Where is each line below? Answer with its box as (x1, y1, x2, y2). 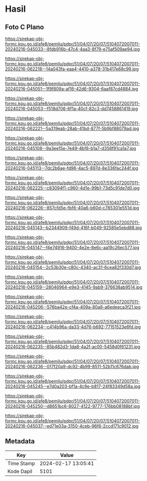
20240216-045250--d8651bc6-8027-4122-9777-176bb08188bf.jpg (5, 403, 140, 409)
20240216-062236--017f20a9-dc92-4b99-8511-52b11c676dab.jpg (5, 364, 139, 369)
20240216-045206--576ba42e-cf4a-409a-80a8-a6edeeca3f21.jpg (5, 304, 141, 310)
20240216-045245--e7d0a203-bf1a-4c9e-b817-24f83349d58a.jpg (5, 383, 141, 389)
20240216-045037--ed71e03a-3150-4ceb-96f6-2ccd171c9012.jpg (5, 423, 139, 429)
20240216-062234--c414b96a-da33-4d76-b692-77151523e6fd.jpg (5, 324, 141, 330)
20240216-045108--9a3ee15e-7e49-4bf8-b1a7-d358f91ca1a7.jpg (5, 146, 136, 151)
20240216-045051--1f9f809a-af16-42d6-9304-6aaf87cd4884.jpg (5, 86, 138, 91)
